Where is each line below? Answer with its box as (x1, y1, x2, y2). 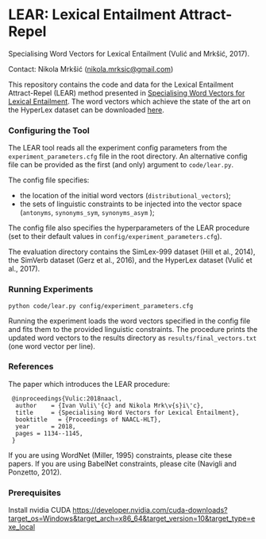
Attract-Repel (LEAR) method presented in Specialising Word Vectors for (8, 88, 245, 97)
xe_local (8, 522, 36, 532)
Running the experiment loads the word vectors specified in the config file (8, 316, 251, 326)
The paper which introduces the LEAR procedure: (8, 379, 171, 389)
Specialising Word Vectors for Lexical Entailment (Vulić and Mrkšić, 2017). (8, 49, 250, 58)
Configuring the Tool (8, 125, 90, 136)
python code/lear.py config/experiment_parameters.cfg (8, 302, 194, 310)
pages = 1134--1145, (15, 429, 83, 437)
